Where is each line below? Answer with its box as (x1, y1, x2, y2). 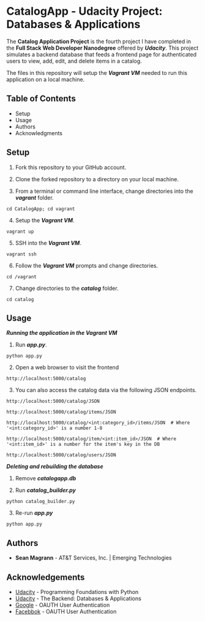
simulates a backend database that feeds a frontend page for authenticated (6, 50, 197, 58)
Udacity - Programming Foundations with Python (15, 588, 139, 595)
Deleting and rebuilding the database (6, 463, 103, 471)
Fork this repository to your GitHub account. (15, 163, 127, 171)
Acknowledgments (15, 129, 63, 136)
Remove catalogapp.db (15, 475, 76, 482)
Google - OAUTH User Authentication (15, 601, 110, 609)
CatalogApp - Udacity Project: (6, 4, 163, 18)
